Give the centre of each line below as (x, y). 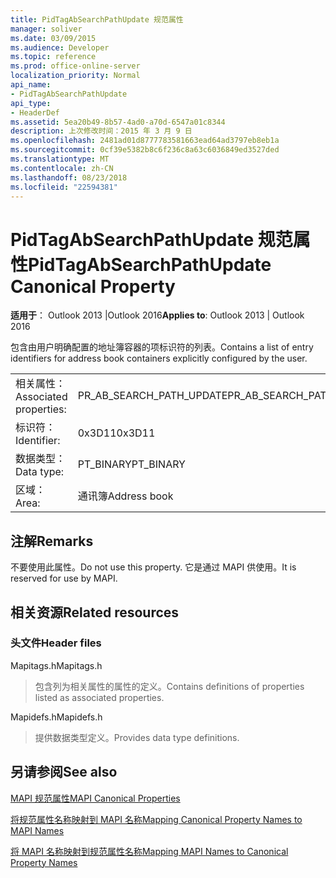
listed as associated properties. (99, 697)
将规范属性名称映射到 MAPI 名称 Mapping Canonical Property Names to (156, 819)
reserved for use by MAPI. (64, 578)
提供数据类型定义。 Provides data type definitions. (137, 737)
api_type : (31, 103)
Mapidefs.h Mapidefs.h (56, 717)
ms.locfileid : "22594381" (64, 187)
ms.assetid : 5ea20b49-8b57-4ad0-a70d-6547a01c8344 (118, 122)
